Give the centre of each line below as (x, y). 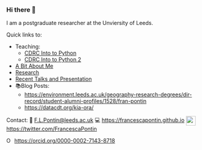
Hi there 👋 (21, 10)
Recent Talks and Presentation (53, 79)
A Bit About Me (34, 66)
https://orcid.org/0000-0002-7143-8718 (65, 141)
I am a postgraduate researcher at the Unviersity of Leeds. (80, 23)
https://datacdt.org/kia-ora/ (59, 108)
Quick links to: (24, 35)
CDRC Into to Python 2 (52, 60)
